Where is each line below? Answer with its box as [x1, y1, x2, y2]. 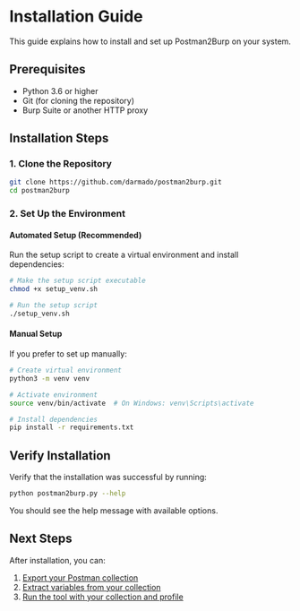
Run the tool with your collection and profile [21, 591, 184, 602]
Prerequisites [9, 62, 86, 77]
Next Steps [9, 531, 73, 546]
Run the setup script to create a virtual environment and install [9, 249, 239, 261]
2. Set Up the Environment [9, 208, 125, 220]
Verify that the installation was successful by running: [9, 472, 208, 483]
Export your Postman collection [21, 572, 139, 583]
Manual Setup [9, 329, 63, 340]
